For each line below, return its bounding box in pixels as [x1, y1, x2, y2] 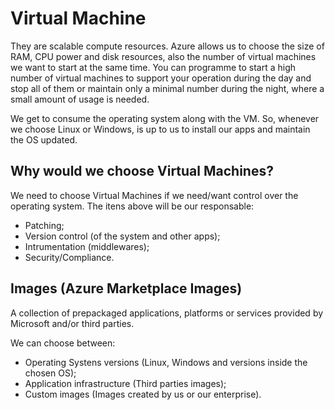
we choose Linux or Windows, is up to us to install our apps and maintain [10, 123, 311, 135]
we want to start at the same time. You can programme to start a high [10, 61, 297, 73]
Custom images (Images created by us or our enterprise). [24, 388, 262, 400]
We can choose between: [10, 337, 116, 349]
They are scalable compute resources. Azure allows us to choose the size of [10, 40, 325, 52]
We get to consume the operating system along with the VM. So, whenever [10, 112, 320, 124]
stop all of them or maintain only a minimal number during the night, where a [10, 82, 325, 94]
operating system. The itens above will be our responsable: [10, 200, 255, 212]
